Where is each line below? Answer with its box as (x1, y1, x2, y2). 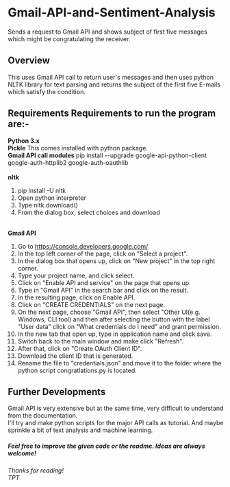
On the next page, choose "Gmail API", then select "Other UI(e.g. (17, 308, 201, 316)
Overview (8, 55, 51, 67)
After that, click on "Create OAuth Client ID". (17, 344, 142, 352)
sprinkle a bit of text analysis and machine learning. (8, 426, 153, 434)
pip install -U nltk (17, 186, 66, 194)
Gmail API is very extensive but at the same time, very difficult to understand (8, 404, 224, 413)
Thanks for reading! (8, 466, 64, 475)
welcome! (8, 449, 37, 457)
